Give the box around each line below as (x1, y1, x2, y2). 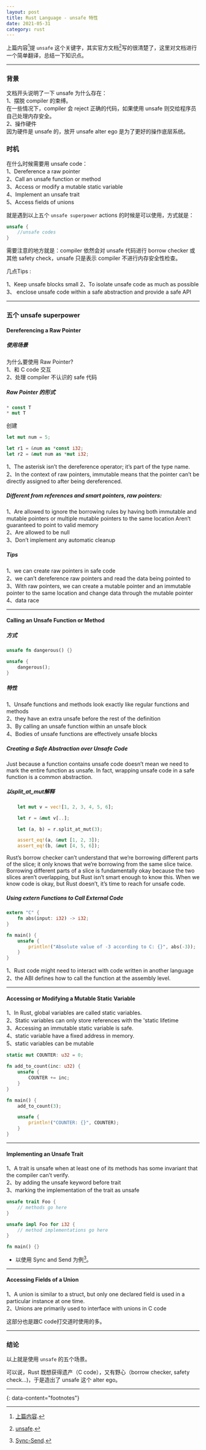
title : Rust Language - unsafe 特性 (6, 15, 98, 21)
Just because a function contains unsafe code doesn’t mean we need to (6, 760, 189, 767)
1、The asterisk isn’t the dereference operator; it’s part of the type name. (6, 463, 190, 470)
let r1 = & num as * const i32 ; (6, 445, 84, 452)
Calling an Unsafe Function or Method (6, 617, 105, 624)
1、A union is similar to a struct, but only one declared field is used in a (6, 1291, 185, 1298)
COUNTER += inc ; (28, 1075, 70, 1081)
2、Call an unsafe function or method (6, 175, 101, 182)
